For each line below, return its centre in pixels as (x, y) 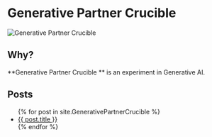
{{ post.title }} (38, 119)
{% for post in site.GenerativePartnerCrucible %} (89, 111)
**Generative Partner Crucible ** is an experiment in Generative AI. (106, 72)
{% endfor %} (38, 126)
